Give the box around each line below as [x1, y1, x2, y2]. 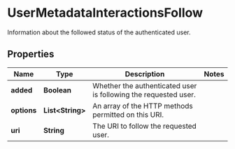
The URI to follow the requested [92, 121, 197, 131]
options [10, 105, 37, 115]
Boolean [43, 85, 72, 95]
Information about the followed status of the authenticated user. [7, 28, 191, 36]
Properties [7, 48, 55, 60]
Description [124, 69, 165, 78]
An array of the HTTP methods [92, 101, 194, 111]
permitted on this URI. [92, 110, 164, 120]
